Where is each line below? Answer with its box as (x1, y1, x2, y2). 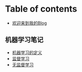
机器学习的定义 (12, 50, 42, 55)
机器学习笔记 (5, 36, 44, 44)
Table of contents (5, 3, 78, 15)
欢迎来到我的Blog (12, 20, 47, 26)
